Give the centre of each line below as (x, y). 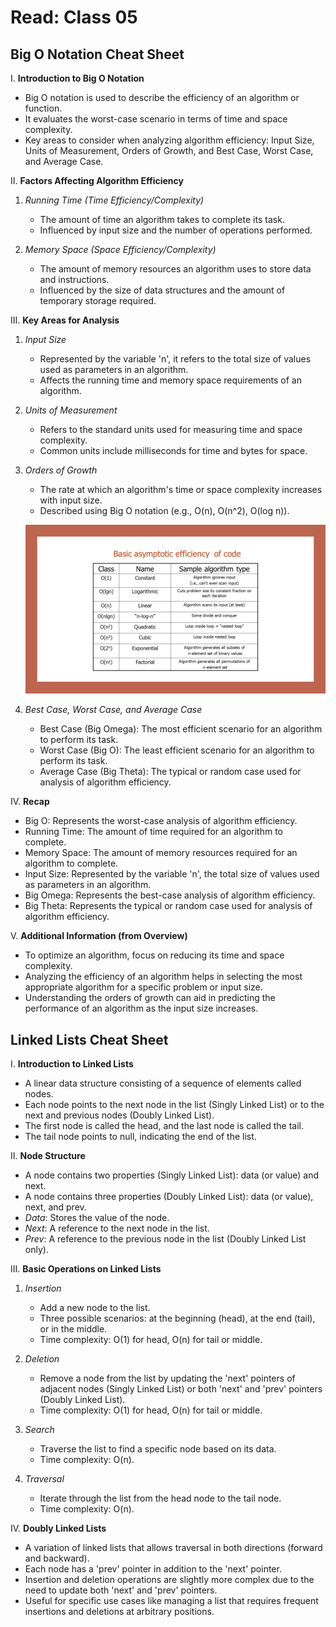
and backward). (57, 1558)
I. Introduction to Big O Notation (77, 78)
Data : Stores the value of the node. (97, 1217)
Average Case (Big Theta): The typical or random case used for (170, 772)
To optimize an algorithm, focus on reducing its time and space (154, 955)
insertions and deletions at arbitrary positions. (119, 1611)
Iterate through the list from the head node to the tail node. (160, 1498)
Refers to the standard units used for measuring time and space (171, 429)
